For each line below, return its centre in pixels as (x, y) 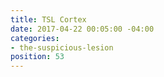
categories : (35, 38)
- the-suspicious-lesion (62, 47)
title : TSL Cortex (48, 19)
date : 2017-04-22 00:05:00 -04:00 (82, 29)
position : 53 (37, 57)
